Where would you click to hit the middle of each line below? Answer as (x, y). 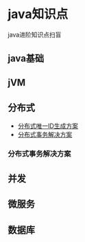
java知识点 (38, 14)
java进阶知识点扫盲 (35, 35)
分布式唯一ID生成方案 (48, 126)
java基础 (26, 58)
